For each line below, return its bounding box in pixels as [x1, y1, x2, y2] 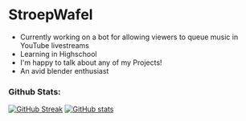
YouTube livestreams [19, 40, 90, 50]
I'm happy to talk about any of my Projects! [19, 58, 162, 67]
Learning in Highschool [19, 49, 97, 58]
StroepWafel [8, 6, 93, 24]
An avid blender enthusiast [19, 66, 109, 75]
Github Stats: [8, 86, 62, 97]
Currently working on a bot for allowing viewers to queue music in [19, 32, 239, 42]
